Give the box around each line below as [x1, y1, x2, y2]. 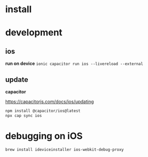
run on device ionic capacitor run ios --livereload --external [5, 60, 143, 67]
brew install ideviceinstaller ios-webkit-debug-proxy [5, 147, 124, 152]
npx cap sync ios [5, 113, 42, 118]
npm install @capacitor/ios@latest [5, 108, 81, 113]
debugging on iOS [5, 130, 83, 142]
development [5, 27, 63, 39]
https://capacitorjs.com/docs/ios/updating [5, 99, 94, 105]
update [5, 75, 28, 84]
